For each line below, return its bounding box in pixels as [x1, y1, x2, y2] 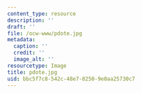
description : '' [7, 17, 54, 24]
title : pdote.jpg [7, 69, 58, 76]
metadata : [7, 36, 36, 43]
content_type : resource [7, 10, 77, 17]
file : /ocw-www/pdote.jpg [7, 29, 82, 37]
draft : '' [7, 23, 36, 30]
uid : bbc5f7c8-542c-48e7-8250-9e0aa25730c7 [7, 75, 136, 83]
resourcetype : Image [7, 62, 68, 69]
